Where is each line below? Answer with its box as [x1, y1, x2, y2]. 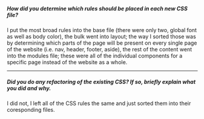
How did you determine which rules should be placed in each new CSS [7, 5, 188, 12]
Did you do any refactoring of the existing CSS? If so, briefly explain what [7, 78, 196, 85]
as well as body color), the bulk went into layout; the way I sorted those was [7, 33, 196, 40]
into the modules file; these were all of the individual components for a [7, 52, 183, 59]
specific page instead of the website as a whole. [7, 58, 128, 66]
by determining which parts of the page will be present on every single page [7, 39, 197, 47]
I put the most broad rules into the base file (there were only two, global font [7, 26, 197, 33]
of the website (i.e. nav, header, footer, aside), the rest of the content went [7, 45, 192, 53]
